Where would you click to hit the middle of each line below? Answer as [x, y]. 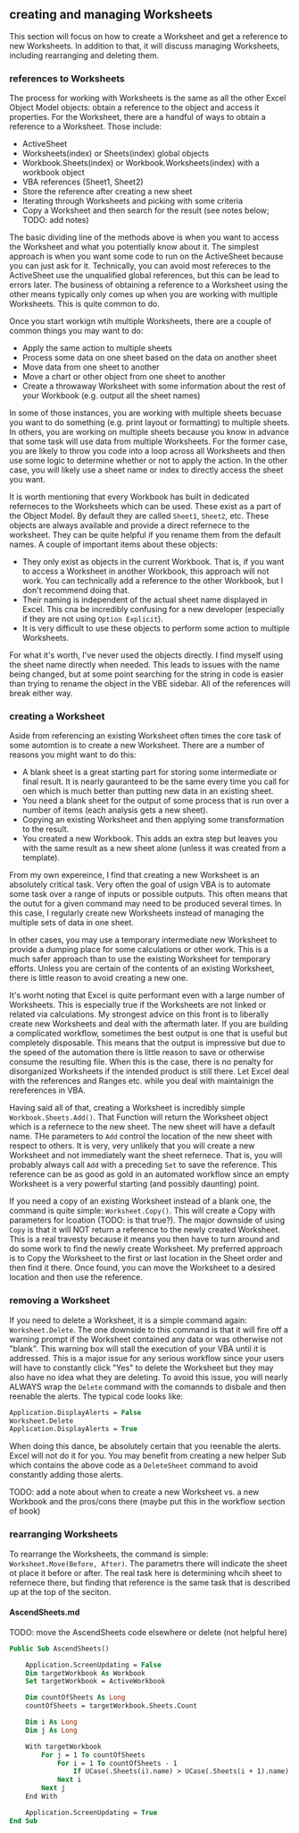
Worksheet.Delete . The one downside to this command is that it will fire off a [149, 1329]
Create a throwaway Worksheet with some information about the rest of [154, 386]
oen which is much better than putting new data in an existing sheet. [148, 791]
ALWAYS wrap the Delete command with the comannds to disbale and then [148, 1386]
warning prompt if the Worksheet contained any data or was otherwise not [146, 1339]
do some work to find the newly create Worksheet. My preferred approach [146, 1249]
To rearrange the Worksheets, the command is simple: [109, 1554]
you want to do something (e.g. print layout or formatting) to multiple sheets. [149, 422]
